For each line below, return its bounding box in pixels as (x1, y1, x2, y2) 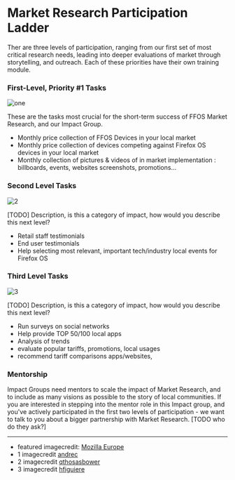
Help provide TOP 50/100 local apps (17, 329, 122, 338)
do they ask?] (7, 422, 47, 431)
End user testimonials (17, 239, 80, 247)
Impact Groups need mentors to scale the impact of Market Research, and (7, 385, 221, 394)
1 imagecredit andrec (17, 451, 78, 459)
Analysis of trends (17, 337, 70, 345)
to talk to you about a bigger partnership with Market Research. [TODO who (7, 415, 225, 424)
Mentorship (7, 369, 48, 379)
